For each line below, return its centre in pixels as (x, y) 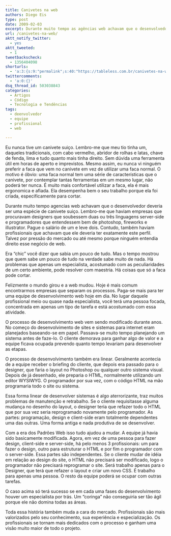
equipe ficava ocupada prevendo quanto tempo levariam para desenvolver (83, 344)
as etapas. (16, 349)
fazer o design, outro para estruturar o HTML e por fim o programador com (84, 449)
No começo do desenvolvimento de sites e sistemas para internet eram (80, 327)
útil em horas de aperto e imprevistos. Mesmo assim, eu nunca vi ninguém (83, 163)
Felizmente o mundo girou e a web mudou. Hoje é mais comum (72, 285)
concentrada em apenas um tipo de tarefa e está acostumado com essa (81, 306)
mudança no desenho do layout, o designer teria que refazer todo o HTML (83, 406)
